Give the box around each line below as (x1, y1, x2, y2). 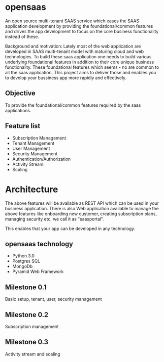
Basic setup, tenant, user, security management (5, 296, 102, 302)
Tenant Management (12, 140, 55, 146)
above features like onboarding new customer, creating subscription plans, (5, 211, 157, 217)
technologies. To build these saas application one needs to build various (5, 53, 152, 59)
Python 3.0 (12, 253, 35, 259)
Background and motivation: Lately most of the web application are (5, 43, 141, 49)
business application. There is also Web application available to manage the (5, 205, 159, 211)
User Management (12, 145, 50, 151)
